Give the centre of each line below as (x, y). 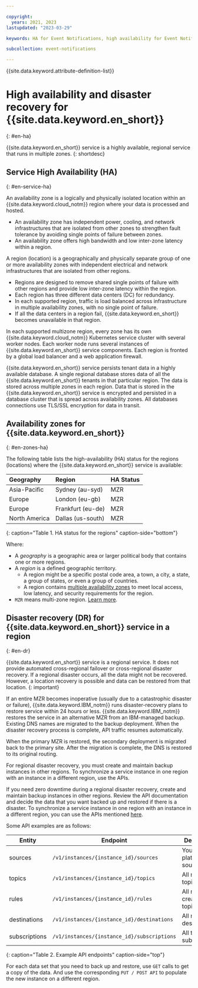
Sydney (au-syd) (79, 489)
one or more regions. (40, 562)
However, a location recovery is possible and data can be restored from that (98, 681)
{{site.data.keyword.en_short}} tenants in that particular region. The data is (97, 380)
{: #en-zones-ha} (27, 447)
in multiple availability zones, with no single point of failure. (86, 307)
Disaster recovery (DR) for (55, 618)
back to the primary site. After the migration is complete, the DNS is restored (99, 747)
